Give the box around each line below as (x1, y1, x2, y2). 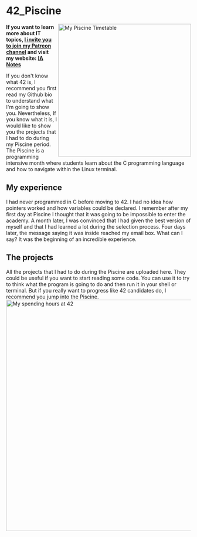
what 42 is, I (6, 78, 36, 86)
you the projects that (6, 128, 56, 135)
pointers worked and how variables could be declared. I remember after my (6, 204, 188, 212)
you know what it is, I (6, 115, 57, 123)
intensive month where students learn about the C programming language (6, 159, 185, 166)
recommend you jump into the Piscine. (6, 293, 99, 300)
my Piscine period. (6, 141, 51, 148)
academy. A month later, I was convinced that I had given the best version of (6, 217, 191, 224)
